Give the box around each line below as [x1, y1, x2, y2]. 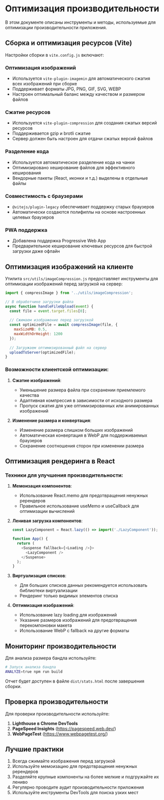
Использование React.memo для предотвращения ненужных [19, 493, 148, 498]
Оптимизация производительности [5, 3, 160, 14]
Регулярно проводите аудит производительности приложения [12, 784, 144, 790]
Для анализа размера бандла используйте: [5, 655, 97, 661]
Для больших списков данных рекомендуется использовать [19, 582, 148, 588]
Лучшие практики [5, 745, 64, 754]
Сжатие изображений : [12, 377, 62, 383]
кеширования [12, 170, 41, 176]
